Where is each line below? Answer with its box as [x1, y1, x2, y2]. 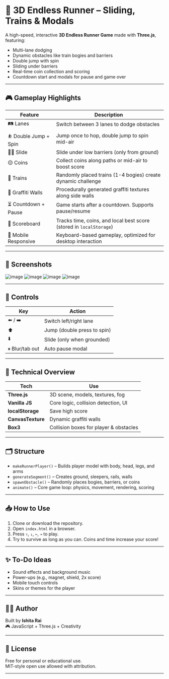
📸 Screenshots [5, 260, 52, 269]
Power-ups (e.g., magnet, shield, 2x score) [12, 574, 102, 580]
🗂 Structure [5, 447, 45, 455]
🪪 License [5, 644, 37, 653]
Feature [20, 111, 39, 118]
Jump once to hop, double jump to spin [56, 132, 149, 139]
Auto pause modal [44, 345, 88, 352]
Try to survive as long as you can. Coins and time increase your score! [12, 536, 159, 542]
